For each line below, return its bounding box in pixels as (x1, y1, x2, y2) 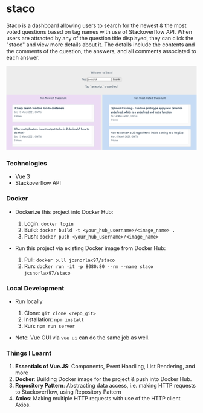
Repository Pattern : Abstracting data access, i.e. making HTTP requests (14, 382, 196, 389)
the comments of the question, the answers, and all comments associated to (6, 47, 196, 54)
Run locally (14, 298, 43, 305)
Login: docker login (24, 220, 74, 227)
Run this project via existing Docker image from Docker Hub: (14, 244, 166, 252)
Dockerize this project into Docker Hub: (14, 208, 114, 216)
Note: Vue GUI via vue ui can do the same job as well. (14, 334, 150, 341)
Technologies (6, 159, 47, 168)
